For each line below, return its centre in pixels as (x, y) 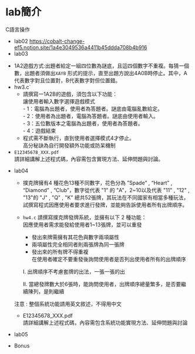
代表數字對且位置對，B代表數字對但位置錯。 (67, 80)
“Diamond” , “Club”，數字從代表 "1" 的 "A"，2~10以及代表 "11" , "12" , (106, 190)
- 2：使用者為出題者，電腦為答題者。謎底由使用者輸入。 (91, 116)
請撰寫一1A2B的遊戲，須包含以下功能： (70, 94)
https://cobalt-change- (57, 41)
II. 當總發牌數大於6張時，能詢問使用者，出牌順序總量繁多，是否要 (102, 284)
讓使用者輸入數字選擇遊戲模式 (59, 101)
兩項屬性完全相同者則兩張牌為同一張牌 (78, 244)
